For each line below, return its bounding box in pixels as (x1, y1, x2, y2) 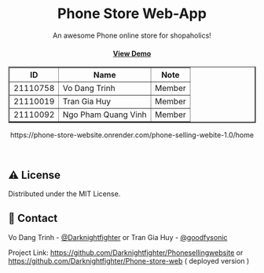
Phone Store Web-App (57, 5, 207, 23)
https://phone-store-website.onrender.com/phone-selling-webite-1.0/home (10, 130, 254, 140)
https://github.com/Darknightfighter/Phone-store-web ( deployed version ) (8, 256, 250, 265)
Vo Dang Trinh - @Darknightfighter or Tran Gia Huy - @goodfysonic (8, 232, 228, 242)
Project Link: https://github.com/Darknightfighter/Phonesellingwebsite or (8, 248, 244, 257)
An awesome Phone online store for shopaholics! (52, 31, 212, 40)
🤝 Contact (8, 212, 58, 225)
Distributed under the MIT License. (8, 189, 121, 198)
